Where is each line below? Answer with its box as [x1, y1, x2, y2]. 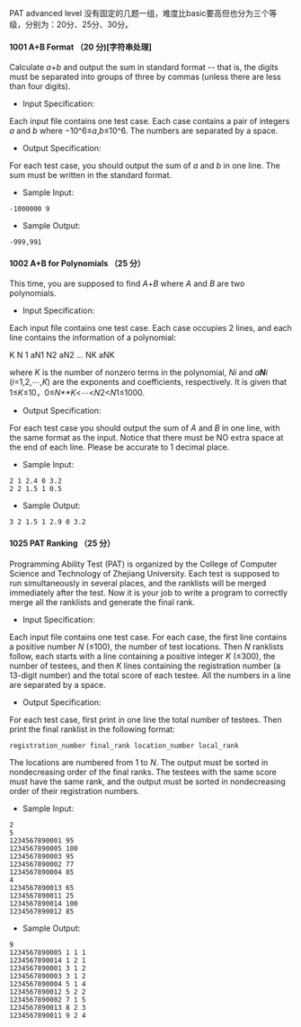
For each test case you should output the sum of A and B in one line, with [9, 423, 280, 433]
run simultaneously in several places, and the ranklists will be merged [9, 577, 267, 588]
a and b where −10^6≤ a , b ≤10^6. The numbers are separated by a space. [9, 125, 279, 137]
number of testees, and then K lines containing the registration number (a [9, 660, 281, 671]
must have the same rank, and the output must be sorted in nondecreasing [9, 776, 286, 787]
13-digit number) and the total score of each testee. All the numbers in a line [9, 669, 292, 681]
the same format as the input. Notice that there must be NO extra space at [9, 433, 284, 443]
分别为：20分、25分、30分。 [24, 19, 133, 30]
